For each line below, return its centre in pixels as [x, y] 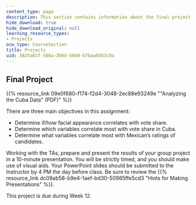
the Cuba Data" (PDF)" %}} [39, 100]
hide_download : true [31, 22]
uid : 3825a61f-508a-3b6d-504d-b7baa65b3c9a [60, 56]
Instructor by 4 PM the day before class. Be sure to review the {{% [87, 172]
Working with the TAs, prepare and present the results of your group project [98, 153]
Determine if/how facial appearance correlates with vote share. [91, 123]
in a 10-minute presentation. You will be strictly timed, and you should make [98, 160]
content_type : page [30, 12]
